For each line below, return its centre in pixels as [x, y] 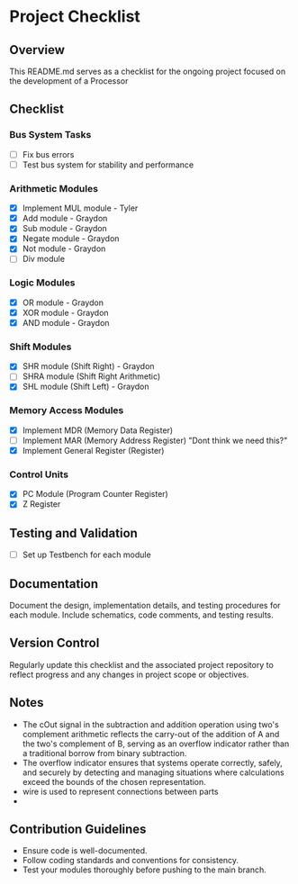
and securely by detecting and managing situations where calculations [154, 772]
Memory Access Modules [67, 410]
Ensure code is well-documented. [85, 851]
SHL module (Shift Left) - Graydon [86, 387]
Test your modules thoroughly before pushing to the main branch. [144, 870]
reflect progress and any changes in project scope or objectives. [129, 674]
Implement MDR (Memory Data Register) [98, 430]
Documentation [54, 584]
